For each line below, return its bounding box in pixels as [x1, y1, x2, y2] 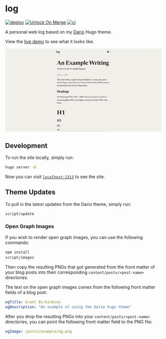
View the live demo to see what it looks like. [5, 38, 95, 45]
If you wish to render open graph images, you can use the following [5, 234, 143, 240]
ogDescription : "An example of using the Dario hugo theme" [5, 305, 132, 310]
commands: [5, 240, 30, 245]
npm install [5, 249, 30, 255]
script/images [5, 255, 35, 260]
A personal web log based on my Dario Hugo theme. [5, 29, 112, 35]
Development [5, 142, 48, 150]
